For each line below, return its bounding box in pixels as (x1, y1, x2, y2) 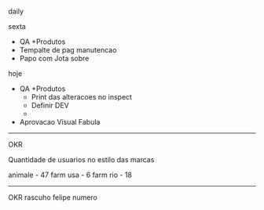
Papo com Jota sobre (19, 54, 90, 63)
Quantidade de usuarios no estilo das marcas (8, 155, 155, 164)
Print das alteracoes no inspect (31, 92, 132, 101)
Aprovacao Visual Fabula (19, 118, 101, 126)
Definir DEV (31, 101, 69, 110)
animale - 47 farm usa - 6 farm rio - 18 (8, 170, 132, 179)
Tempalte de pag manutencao (19, 45, 117, 54)
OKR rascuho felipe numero (8, 193, 98, 202)
